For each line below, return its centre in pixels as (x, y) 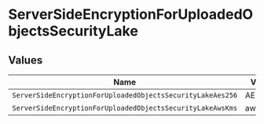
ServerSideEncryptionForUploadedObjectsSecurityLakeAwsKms (125, 108)
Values (26, 60)
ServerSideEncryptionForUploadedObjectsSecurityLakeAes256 (125, 95)
